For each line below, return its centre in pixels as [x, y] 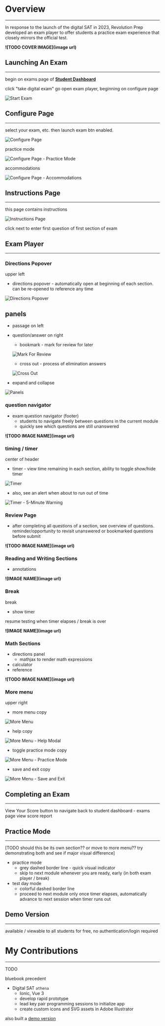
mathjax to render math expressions [56, 660]
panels [16, 314]
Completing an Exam [38, 794]
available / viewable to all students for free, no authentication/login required [82, 931]
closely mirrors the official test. [36, 37]
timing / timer [22, 448]
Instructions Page [33, 193]
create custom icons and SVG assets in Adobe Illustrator [77, 1009]
